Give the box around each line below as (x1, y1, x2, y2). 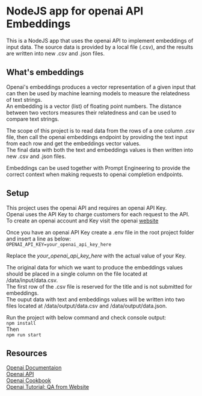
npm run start (6, 332, 42, 338)
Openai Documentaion (6, 364, 62, 371)
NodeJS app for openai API (6, 4, 144, 18)
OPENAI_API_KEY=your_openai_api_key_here (6, 241, 112, 248)
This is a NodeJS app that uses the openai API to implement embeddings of (6, 37, 194, 44)
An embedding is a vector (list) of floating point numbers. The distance (6, 102, 182, 110)
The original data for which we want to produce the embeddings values (6, 263, 183, 271)
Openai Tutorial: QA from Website (6, 383, 89, 391)
